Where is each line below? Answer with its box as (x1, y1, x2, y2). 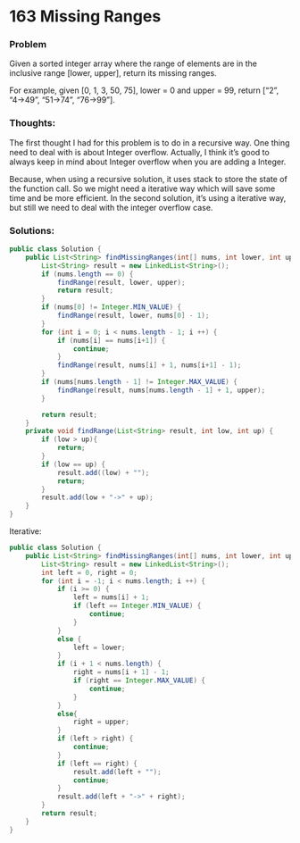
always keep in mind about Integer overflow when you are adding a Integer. (9, 156, 287, 167)
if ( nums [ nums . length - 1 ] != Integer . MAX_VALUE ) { (41, 378, 238, 387)
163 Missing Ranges (9, 6, 162, 27)
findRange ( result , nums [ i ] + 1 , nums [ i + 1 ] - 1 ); (56, 361, 242, 370)
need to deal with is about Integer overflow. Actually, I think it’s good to (9, 146, 270, 157)
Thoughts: (9, 117, 56, 129)
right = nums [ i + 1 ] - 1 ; (72, 668, 170, 677)
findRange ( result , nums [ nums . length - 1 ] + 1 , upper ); (56, 386, 266, 395)
